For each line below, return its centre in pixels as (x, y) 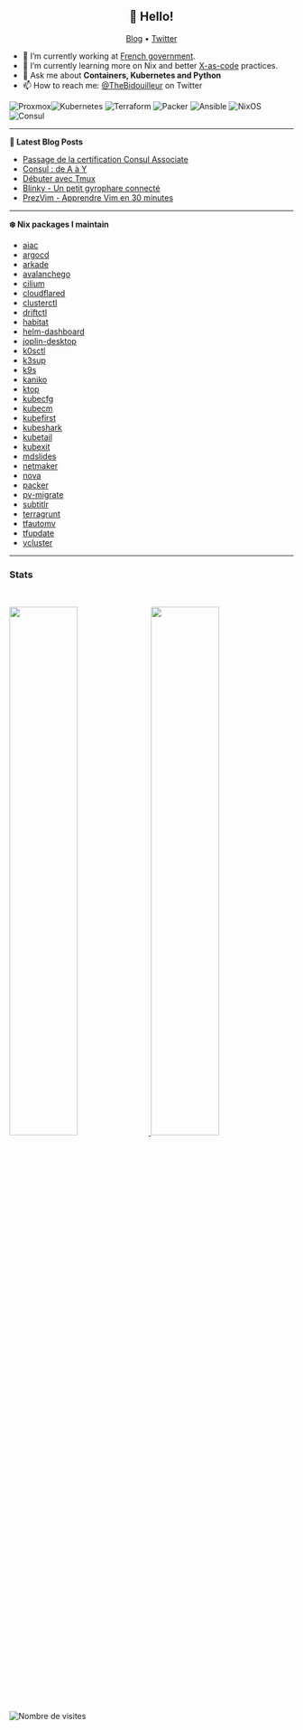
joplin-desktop (49, 341)
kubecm (37, 408)
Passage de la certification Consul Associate (106, 159)
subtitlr (36, 504)
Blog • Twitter (151, 38)
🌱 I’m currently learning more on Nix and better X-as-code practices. (150, 65)
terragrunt (41, 514)
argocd (36, 255)
